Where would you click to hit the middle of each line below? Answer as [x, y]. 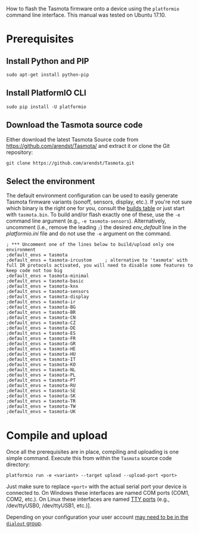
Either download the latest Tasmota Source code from [72, 139]
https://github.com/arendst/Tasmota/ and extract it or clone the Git [88, 146]
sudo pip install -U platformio [46, 107]
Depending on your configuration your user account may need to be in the [97, 517]
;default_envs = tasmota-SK [41, 396]
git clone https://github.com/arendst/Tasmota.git [70, 163]
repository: [20, 152]
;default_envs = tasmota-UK [41, 412]
